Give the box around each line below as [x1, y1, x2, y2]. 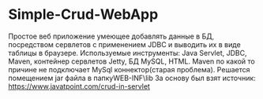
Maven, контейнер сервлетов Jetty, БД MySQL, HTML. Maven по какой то [8, 57, 255, 66]
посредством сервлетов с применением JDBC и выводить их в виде [8, 39, 241, 49]
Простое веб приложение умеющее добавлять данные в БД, [8, 31, 215, 41]
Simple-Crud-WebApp [8, 5, 159, 24]
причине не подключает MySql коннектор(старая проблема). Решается [8, 64, 250, 74]
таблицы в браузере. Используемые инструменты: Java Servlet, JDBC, [8, 48, 247, 57]
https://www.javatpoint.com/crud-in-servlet [8, 81, 150, 91]
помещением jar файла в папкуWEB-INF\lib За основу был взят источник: [8, 73, 257, 82]
